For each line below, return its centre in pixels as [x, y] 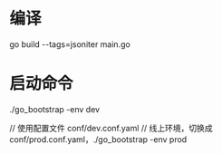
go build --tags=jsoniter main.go [70, 44]
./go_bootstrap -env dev [55, 109]
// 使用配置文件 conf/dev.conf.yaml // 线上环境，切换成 [111, 128]
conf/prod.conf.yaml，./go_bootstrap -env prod [98, 139]
